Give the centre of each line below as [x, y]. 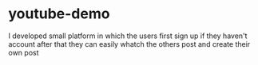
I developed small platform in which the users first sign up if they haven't [128, 36]
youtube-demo [59, 14]
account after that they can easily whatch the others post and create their [129, 44]
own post [24, 52]
